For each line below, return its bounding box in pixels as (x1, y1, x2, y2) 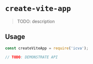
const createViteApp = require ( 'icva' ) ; (5, 46, 89, 51)
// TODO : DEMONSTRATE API (5, 55, 58, 60)
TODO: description (17, 18, 55, 24)
